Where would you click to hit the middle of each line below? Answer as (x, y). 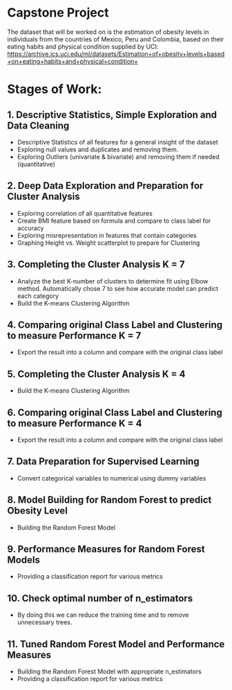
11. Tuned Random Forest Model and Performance (116, 644)
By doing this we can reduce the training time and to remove (103, 615)
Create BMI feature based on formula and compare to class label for (114, 221)
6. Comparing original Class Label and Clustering (115, 412)
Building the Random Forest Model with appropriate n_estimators (109, 671)
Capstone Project (58, 13)
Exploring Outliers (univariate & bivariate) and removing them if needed (118, 156)
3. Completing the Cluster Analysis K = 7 (96, 264)
